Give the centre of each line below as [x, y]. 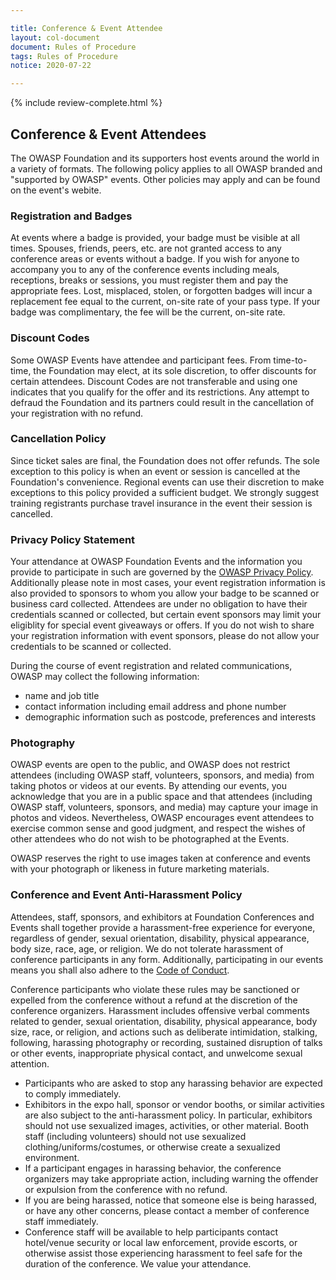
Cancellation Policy [58, 439]
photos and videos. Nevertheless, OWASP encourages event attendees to [162, 818]
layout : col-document [55, 37]
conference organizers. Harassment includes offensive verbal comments [160, 1010]
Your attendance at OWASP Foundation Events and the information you [156, 562]
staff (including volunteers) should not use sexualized [135, 1136]
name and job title [62, 696]
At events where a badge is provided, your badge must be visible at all [155, 238]
